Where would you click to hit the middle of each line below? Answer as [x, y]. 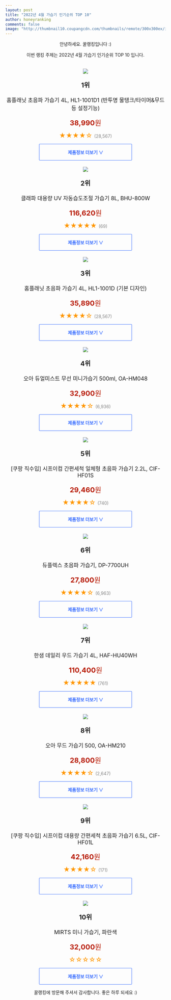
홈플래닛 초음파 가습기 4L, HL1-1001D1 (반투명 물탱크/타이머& [80, 100]
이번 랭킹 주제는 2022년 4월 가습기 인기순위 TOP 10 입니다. [85, 55]
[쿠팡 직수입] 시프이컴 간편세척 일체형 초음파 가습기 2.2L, [79, 469]
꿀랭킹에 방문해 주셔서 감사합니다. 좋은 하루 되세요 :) [85, 992]
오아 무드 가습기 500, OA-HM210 [85, 746]
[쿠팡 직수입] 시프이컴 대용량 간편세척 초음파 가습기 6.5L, [79, 836]
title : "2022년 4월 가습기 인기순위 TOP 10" [48, 15]
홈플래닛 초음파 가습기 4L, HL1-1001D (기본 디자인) [85, 288]
